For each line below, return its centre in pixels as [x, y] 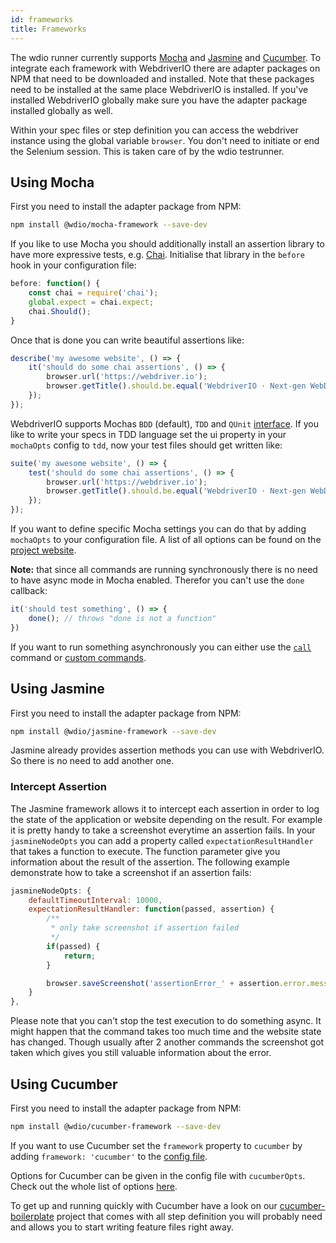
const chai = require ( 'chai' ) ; [93, 293]
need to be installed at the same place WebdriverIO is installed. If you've [159, 89]
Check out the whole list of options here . [94, 1186]
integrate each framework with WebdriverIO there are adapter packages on [165, 68]
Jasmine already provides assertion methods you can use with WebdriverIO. [167, 750]
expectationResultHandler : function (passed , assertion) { [151, 909]
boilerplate [32, 1216]
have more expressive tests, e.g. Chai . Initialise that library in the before [157, 255]
